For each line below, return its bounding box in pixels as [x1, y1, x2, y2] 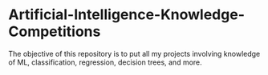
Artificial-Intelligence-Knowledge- [8, 6, 245, 24]
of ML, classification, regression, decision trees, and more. [8, 57, 202, 67]
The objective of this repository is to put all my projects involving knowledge [8, 49, 261, 58]
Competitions [8, 22, 101, 41]
